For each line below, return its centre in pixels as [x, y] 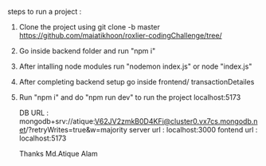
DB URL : [34, 113]
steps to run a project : [45, 12]
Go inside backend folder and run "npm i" [87, 51]
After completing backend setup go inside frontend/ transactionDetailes [137, 82]
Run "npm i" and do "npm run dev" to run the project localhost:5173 [130, 97]
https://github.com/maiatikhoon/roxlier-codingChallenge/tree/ [120, 36]
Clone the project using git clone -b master [90, 27]
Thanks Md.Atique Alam [58, 154]
